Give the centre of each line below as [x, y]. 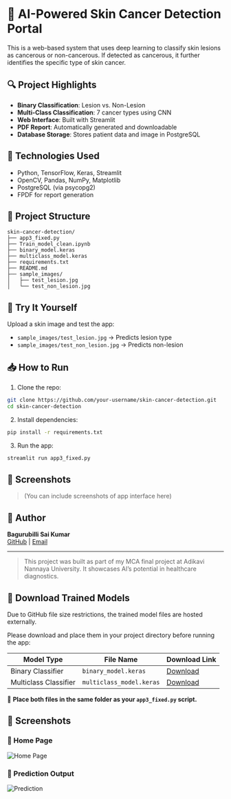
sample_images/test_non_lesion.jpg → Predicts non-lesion [100, 345]
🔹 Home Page [30, 740]
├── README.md [27, 268]
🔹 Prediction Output [41, 773]
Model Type [43, 659]
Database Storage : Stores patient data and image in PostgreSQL [109, 134]
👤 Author [26, 517]
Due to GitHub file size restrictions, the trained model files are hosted [105, 614]
